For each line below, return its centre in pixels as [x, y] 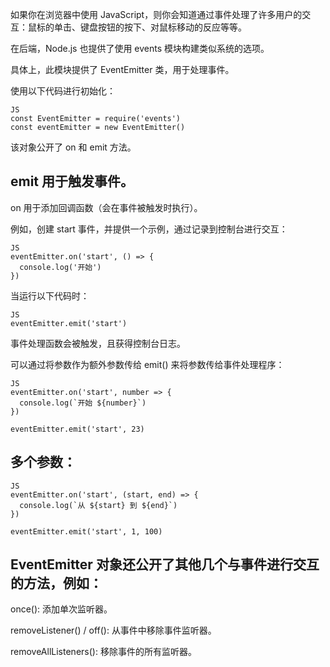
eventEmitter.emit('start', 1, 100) [86, 531]
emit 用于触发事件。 [72, 181]
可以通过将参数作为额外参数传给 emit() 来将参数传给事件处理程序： [147, 364]
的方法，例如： [56, 583]
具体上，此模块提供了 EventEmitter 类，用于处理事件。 [122, 69]
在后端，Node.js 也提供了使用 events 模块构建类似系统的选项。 [140, 48]
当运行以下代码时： [50, 295]
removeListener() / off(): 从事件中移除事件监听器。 [113, 630]
